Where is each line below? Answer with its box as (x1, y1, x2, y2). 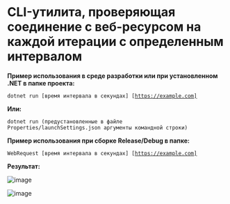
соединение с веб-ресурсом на (7, 19, 202, 35)
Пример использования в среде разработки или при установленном (7, 71, 218, 80)
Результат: (7, 162, 40, 171)
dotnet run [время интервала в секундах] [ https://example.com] (7, 92, 197, 100)
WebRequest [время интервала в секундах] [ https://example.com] (7, 150, 197, 157)
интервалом (7, 49, 82, 65)
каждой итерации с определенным (7, 34, 224, 49)
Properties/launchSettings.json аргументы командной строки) (7, 124, 188, 131)
